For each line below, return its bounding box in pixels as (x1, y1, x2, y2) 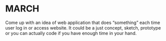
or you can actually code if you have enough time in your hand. (5, 30, 137, 36)
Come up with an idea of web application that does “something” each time (5, 19, 160, 25)
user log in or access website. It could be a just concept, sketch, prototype (5, 24, 161, 30)
